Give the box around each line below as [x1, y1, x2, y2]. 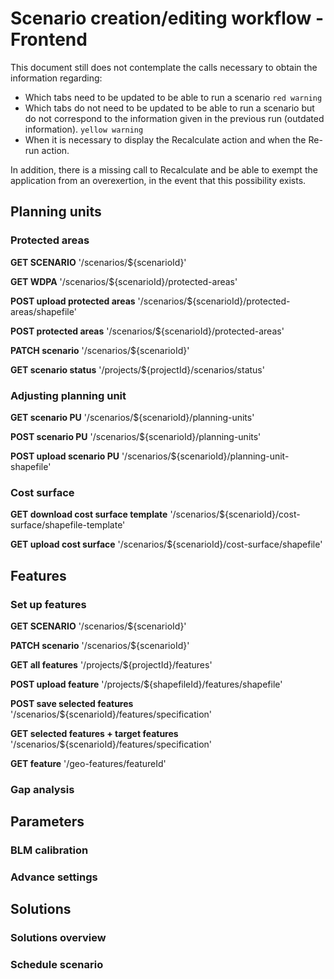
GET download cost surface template [10, 508, 168, 521]
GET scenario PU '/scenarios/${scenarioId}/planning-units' [10, 411, 255, 423]
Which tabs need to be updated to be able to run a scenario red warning [24, 91, 323, 103]
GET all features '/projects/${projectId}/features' [10, 658, 213, 671]
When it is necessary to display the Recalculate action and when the [24, 133, 307, 146]
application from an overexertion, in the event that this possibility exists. [10, 174, 307, 186]
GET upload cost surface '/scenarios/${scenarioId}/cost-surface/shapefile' [10, 538, 323, 551]
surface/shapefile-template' [10, 519, 126, 531]
